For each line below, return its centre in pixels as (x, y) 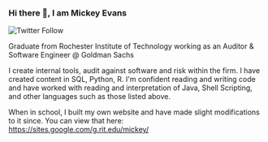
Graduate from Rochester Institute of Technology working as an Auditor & (131, 46)
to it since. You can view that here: (66, 121)
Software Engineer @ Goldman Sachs (71, 55)
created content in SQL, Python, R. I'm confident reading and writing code (132, 80)
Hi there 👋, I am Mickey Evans (68, 13)
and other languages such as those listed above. (90, 97)
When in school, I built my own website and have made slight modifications (134, 112)
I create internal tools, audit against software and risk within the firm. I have (134, 71)
